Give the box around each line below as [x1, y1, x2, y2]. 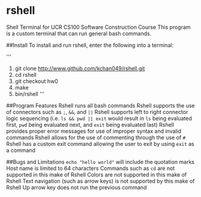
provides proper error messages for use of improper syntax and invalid [6, 127, 182, 135]
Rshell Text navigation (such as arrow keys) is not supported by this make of [6, 177, 195, 184]
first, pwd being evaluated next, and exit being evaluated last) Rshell [6, 121, 175, 128]
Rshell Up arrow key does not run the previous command [6, 184, 147, 191]
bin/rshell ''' [14, 90, 45, 97]
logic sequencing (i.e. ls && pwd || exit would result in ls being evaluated [6, 115, 192, 122]
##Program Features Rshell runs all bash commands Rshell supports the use [6, 102, 195, 109]
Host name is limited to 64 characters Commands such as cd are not [6, 165, 175, 172]
